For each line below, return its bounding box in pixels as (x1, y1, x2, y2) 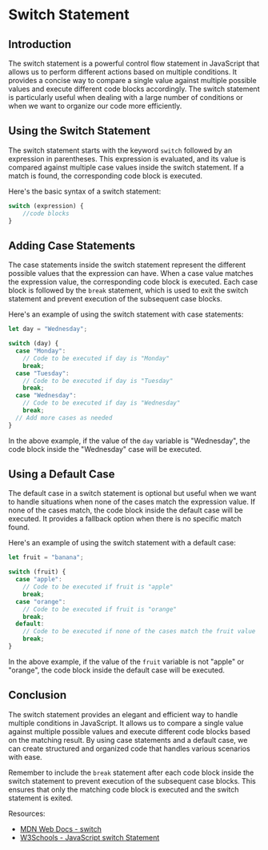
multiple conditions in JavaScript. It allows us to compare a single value (8, 718, 244, 728)
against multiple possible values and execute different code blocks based (8, 726, 250, 736)
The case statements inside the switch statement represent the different (8, 260, 246, 269)
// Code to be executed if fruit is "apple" (22, 583, 174, 591)
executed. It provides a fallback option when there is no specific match (8, 514, 242, 524)
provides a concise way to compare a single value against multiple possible (8, 76, 258, 85)
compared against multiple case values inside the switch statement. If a (8, 162, 244, 172)
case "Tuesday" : (15, 369, 70, 377)
